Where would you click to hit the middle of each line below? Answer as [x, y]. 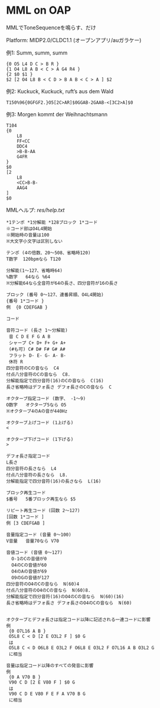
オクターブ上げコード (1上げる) [40, 423]
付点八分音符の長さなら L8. [37, 475]
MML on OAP [39, 10]
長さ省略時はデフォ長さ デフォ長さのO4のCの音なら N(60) [69, 603]
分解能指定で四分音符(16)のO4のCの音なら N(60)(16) [65, 596]
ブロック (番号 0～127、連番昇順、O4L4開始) [55, 294]
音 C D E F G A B [30, 336]
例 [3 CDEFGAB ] [26, 523]
